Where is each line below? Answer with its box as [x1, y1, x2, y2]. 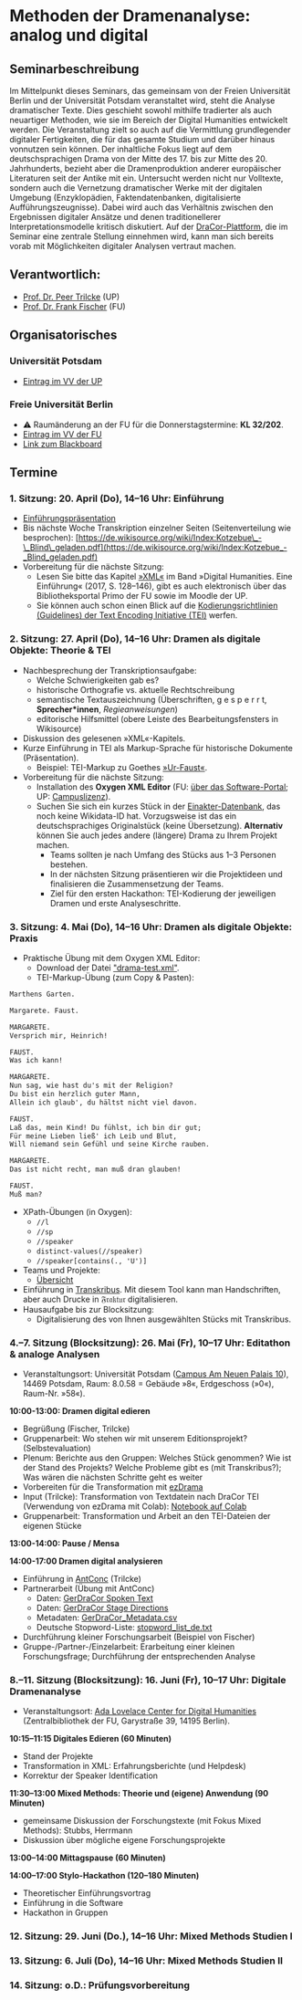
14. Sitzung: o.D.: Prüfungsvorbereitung [9, 1979, 190, 1992]
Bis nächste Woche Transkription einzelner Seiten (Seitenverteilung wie [22, 522, 292, 534]
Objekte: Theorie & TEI [9, 644, 111, 657]
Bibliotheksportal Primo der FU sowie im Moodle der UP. [36, 591, 248, 602]
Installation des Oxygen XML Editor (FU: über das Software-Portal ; [36, 781, 289, 792]
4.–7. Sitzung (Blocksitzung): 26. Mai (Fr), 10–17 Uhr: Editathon [9, 1336, 291, 1349]
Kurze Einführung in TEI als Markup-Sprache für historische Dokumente [22, 742, 294, 753]
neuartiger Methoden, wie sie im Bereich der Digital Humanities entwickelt [9, 115, 288, 125]
